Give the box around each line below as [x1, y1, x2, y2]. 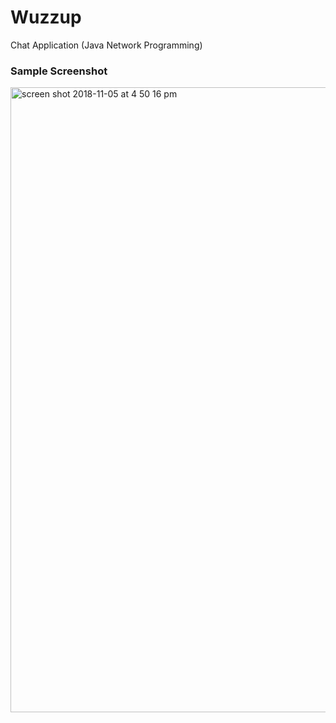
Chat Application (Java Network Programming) [10, 39, 203, 51]
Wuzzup [10, 6, 82, 29]
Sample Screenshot [10, 64, 108, 78]
